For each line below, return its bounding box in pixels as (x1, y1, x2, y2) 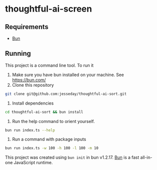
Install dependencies (12, 100, 54, 106)
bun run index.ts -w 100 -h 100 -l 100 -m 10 (5, 146, 98, 151)
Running (5, 49, 31, 58)
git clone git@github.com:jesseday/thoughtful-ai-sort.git (5, 91, 127, 96)
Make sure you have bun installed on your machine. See (12, 72, 125, 77)
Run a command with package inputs (12, 137, 86, 142)
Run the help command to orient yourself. (12, 118, 95, 124)
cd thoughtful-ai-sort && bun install (5, 109, 83, 114)
